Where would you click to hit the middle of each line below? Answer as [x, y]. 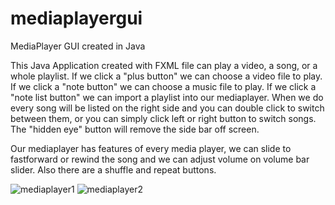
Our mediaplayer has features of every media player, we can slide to [151, 148]
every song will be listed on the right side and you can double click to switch [167, 108]
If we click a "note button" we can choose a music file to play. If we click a [163, 86]
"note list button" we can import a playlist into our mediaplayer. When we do [167, 97]
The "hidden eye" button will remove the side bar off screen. [135, 129]
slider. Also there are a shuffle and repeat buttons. [113, 169]
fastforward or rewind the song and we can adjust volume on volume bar [160, 159]
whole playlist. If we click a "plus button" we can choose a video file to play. [166, 76]
